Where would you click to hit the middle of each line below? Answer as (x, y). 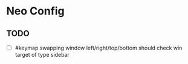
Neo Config (35, 11)
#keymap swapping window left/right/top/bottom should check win (99, 48)
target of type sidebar (42, 55)
